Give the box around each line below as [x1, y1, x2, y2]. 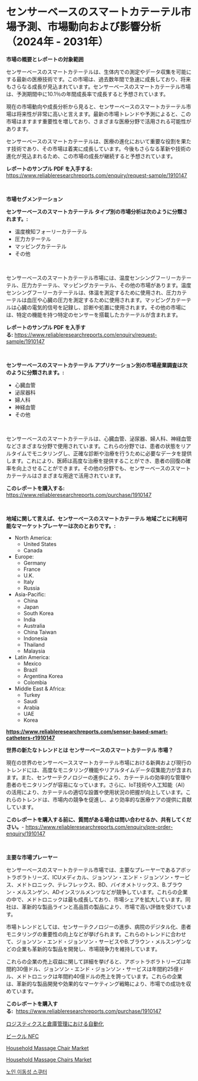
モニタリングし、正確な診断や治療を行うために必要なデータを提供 [31, 450, 192, 457]
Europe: [14, 553, 34, 560]
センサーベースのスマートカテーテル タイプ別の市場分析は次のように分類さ [6, 208, 188, 215]
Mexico [23, 660, 42, 667]
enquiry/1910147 [6, 830, 45, 837]
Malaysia [23, 647, 45, 654]
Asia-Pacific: [14, 590, 46, 598]
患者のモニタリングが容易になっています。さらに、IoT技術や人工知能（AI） [6, 781, 188, 788]
